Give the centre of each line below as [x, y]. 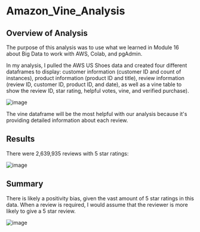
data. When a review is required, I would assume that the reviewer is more [97, 204]
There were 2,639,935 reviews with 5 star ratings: [67, 153]
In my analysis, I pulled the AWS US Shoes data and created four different [97, 65]
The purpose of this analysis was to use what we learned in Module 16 [93, 47]
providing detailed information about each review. [67, 120]
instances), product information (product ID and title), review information [96, 78]
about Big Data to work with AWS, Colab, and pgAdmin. [74, 54]
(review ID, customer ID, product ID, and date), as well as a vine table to [94, 84]
